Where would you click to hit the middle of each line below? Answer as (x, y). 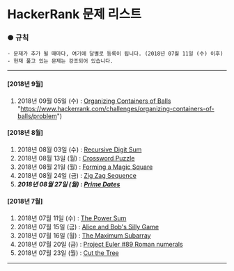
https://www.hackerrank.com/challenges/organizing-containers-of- (117, 108)
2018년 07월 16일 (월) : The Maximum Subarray (84, 236)
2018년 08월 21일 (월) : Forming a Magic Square (85, 167)
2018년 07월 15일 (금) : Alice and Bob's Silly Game (88, 227)
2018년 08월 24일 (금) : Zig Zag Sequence (77, 175)
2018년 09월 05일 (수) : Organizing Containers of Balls (94, 101)
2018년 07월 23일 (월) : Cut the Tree (68, 253)
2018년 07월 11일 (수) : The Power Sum (72, 218)
